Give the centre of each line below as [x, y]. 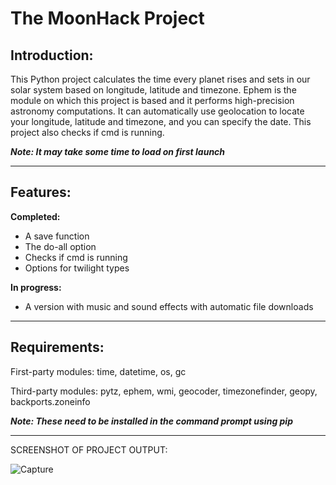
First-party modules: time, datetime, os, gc [98, 371]
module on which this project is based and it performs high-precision [152, 100]
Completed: [35, 216]
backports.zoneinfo [50, 401]
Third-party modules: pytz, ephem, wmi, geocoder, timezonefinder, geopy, [164, 391]
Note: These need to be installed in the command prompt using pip [151, 421]
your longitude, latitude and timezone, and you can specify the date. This [161, 121]
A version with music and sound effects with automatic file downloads [169, 306]
